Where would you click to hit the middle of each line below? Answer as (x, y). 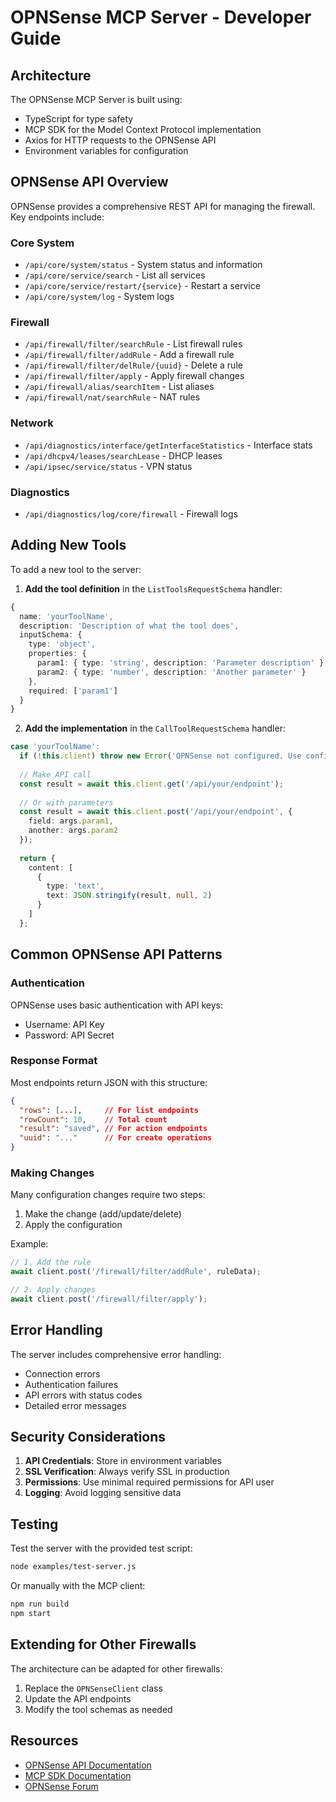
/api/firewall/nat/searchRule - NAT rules (112, 397)
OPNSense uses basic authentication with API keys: (117, 1005)
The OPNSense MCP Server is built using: (96, 99)
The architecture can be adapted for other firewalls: (116, 1668)
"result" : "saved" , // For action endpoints (113, 1129)
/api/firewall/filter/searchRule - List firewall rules (133, 344)
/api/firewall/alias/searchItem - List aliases (119, 387)
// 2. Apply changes (53, 1290)
